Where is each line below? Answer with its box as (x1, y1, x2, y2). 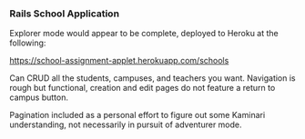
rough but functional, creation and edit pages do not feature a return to (9, 83, 276, 94)
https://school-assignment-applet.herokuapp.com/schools (9, 55, 229, 66)
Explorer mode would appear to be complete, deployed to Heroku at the (9, 28, 280, 39)
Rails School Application (9, 7, 120, 20)
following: (9, 37, 46, 48)
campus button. (9, 92, 69, 103)
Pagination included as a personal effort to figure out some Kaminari (9, 110, 266, 121)
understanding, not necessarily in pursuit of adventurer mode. (9, 119, 243, 130)
